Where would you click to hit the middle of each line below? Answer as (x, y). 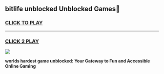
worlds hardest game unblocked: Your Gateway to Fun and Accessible (78, 61)
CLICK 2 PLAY (22, 41)
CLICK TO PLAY (24, 23)
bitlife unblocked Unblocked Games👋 (63, 9)
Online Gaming (20, 66)
